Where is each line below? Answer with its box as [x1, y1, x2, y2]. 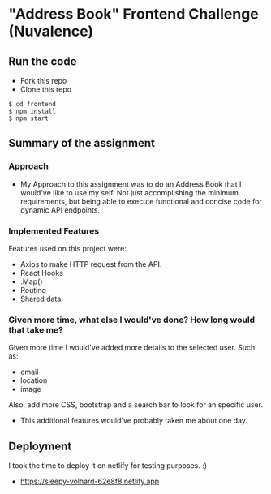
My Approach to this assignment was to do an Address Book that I [19, 179, 242, 189]
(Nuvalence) [8, 22, 94, 41]
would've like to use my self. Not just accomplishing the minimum [19, 187, 239, 197]
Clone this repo [19, 84, 71, 94]
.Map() [19, 277, 43, 286]
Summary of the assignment [8, 136, 156, 150]
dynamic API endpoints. [19, 204, 100, 215]
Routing [19, 285, 47, 294]
